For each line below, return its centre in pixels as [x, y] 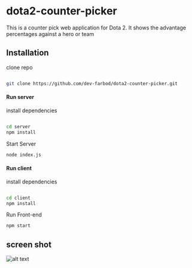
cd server [19, 127]
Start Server [21, 144]
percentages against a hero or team [50, 34]
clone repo [19, 67]
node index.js [24, 155]
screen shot [29, 244]
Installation [28, 53]
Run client [19, 168]
